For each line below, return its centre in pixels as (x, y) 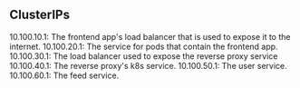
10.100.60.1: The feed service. (64, 75)
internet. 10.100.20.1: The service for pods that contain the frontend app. (144, 46)
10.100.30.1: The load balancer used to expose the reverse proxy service (144, 56)
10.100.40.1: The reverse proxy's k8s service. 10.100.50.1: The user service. (148, 65)
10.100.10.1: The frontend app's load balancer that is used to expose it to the (150, 36)
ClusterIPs (40, 15)
